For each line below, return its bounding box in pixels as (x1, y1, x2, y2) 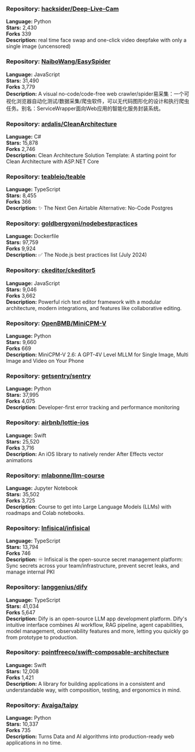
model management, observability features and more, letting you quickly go (6, 627, 189, 634)
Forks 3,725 (6, 497, 36, 504)
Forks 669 (6, 345, 32, 352)
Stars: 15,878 (6, 139, 39, 146)
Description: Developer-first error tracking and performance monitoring (6, 404, 180, 411)
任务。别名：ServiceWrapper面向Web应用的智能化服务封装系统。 (6, 105, 164, 112)
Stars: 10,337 (6, 720, 39, 727)
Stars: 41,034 (6, 602, 39, 610)
